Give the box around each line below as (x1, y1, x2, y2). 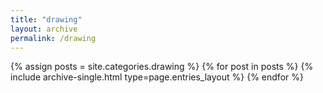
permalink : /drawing (10, 33, 97, 43)
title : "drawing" (10, 14, 83, 25)
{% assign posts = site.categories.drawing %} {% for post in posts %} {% (10, 61, 314, 73)
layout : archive (10, 24, 78, 34)
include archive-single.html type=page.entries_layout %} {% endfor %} (10, 71, 304, 83)
